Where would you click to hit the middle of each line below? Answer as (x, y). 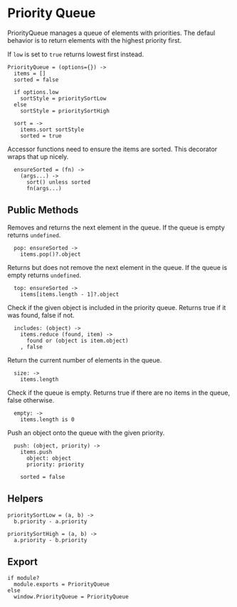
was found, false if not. (41, 315)
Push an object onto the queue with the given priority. (86, 432)
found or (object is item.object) (78, 341)
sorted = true (41, 136)
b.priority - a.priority (51, 522)
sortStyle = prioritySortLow (63, 98)
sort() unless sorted (58, 182)
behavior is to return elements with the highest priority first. (95, 40)
